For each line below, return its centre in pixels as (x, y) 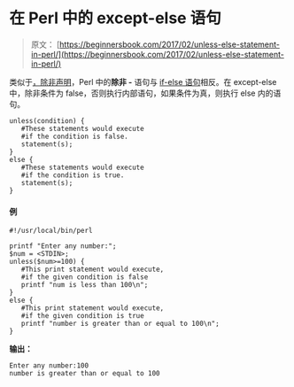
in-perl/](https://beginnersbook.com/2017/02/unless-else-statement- (158, 54)
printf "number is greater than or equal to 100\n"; (120, 324)
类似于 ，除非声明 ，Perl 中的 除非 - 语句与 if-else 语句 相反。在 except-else (143, 81)
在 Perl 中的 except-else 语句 (115, 18)
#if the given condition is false (85, 277)
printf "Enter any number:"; (63, 246)
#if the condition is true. (73, 175)
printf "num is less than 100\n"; (85, 285)
